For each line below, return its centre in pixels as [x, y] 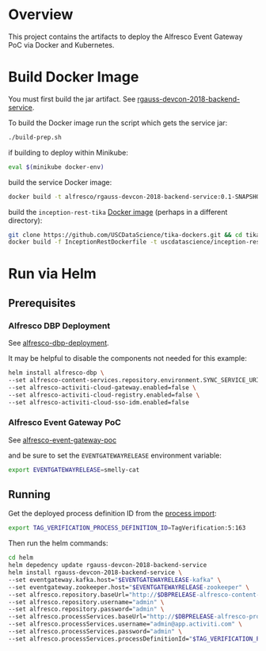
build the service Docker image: [60, 182]
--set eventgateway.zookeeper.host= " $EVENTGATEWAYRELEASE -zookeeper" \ [129, 587]
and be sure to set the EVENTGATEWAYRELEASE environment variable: [115, 455]
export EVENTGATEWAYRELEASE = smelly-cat [74, 469]
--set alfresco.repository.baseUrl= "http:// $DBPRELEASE [102, 595]
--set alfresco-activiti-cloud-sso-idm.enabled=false [99, 402]
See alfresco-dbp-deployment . [59, 343]
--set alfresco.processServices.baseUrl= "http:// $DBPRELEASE [111, 617]
